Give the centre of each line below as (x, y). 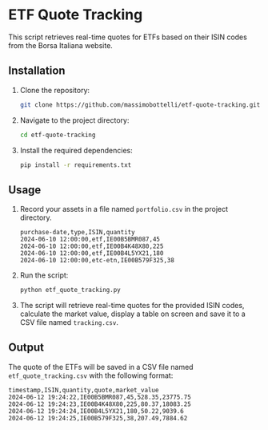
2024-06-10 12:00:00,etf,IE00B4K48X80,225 (92, 246)
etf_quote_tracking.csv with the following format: (91, 375)
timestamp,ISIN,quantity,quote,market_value (84, 390)
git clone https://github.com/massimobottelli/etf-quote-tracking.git (140, 105)
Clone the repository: (55, 90)
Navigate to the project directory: (74, 120)
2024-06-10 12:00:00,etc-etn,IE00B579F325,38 (97, 261)
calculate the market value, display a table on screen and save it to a (132, 314)
